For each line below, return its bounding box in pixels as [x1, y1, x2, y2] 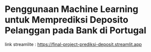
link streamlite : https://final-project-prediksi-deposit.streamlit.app [5, 41, 142, 47]
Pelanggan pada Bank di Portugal [5, 25, 146, 36]
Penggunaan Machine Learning [5, 3, 139, 15]
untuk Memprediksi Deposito [5, 14, 129, 25]
